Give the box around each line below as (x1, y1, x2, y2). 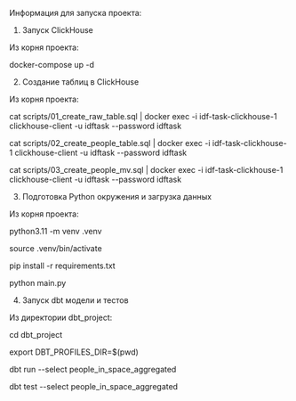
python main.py (9, 278, 67, 288)
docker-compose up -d (9, 60, 95, 70)
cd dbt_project (9, 330, 63, 340)
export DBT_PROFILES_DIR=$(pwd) (9, 347, 140, 357)
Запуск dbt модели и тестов (21, 295, 129, 306)
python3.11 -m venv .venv (9, 226, 102, 236)
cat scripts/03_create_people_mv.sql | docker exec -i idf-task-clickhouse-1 (9, 165, 284, 175)
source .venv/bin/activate (9, 243, 102, 253)
